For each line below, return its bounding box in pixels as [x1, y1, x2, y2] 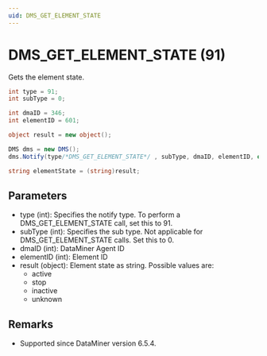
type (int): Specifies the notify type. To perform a [19, 210, 181, 219]
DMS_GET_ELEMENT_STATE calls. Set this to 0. [19, 235, 175, 245]
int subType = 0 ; [8, 95, 66, 103]
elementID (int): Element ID [19, 252, 109, 262]
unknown [31, 295, 62, 304]
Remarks [8, 317, 54, 331]
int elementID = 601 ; [8, 117, 80, 125]
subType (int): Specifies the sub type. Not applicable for [19, 227, 203, 237]
